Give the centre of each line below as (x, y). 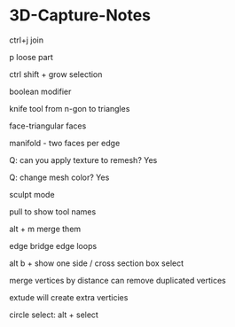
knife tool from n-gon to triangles (70, 108)
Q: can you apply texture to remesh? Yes (83, 160)
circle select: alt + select (54, 315)
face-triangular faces (48, 126)
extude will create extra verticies (69, 297)
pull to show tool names (53, 211)
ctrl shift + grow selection (56, 74)
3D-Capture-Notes (80, 16)
